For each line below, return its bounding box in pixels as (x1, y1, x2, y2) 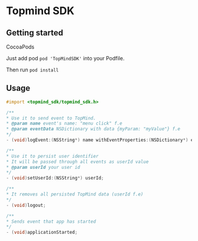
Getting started (6, 28, 64, 38)
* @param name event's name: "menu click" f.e (6, 120, 123, 126)
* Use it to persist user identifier (6, 153, 99, 159)
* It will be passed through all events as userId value (6, 158, 149, 165)
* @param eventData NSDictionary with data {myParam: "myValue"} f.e (6, 126, 181, 132)
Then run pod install (6, 66, 59, 73)
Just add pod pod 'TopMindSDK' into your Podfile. (6, 55, 125, 61)
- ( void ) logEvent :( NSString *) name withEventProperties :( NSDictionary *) (6, 137, 189, 143)
